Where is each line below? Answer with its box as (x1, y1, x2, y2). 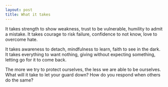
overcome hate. (5, 36, 38, 42)
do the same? (5, 77, 34, 83)
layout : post (5, 7, 33, 12)
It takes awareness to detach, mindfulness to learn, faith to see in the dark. (5, 46, 160, 52)
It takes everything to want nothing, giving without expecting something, (5, 51, 155, 57)
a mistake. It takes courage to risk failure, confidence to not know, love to (5, 31, 157, 37)
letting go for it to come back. (5, 56, 67, 62)
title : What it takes (5, 12, 51, 17)
